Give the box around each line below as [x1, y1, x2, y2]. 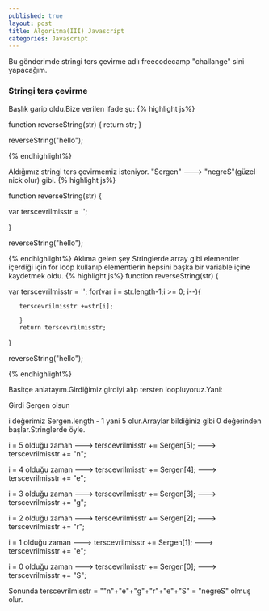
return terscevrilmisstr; [19, 323, 107, 332]
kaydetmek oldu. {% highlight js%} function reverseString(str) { [8, 270, 220, 280]
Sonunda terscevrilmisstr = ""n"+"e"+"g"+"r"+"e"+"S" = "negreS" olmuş [8, 586, 251, 596]
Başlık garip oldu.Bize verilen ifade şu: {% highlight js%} [8, 104, 195, 113]
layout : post [8, 19, 53, 28]
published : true [8, 11, 63, 20]
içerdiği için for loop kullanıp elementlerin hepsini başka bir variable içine [8, 262, 250, 272]
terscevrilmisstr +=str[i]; [19, 302, 114, 310]
